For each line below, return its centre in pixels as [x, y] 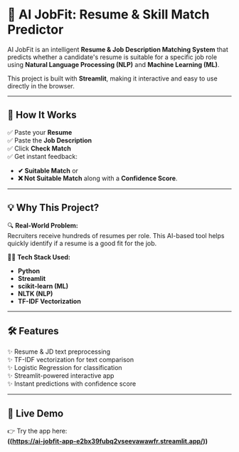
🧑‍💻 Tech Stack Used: [39, 257]
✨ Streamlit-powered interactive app [61, 376]
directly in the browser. [41, 86]
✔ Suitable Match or [48, 170]
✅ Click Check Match [39, 148]
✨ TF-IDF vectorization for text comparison [71, 360]
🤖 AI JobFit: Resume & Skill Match [108, 15]
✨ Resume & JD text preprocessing [59, 351]
